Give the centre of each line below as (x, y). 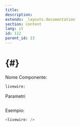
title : (12, 10)
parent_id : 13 (20, 38)
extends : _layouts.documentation (40, 19)
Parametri (15, 96)
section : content (23, 24)
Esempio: (15, 110)
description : (19, 15)
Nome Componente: (26, 77)
